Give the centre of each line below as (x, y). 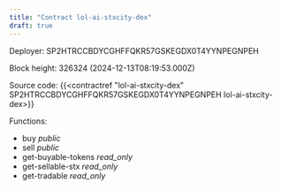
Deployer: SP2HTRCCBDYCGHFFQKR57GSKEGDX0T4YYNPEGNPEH (134, 50)
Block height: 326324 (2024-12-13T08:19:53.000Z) (103, 68)
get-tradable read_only (64, 175)
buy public (41, 138)
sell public (41, 148)
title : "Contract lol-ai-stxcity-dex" (80, 17)
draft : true (31, 26)
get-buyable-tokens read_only (77, 156)
